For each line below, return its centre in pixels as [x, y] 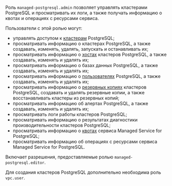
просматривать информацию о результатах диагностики [75, 120]
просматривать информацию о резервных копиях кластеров [80, 87]
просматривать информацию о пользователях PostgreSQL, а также [87, 76]
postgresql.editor [25, 163]
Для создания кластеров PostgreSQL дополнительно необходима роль [83, 172]
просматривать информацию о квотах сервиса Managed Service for [87, 131]
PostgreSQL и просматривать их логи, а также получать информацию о [84, 13]
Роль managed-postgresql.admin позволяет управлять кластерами [76, 7]
